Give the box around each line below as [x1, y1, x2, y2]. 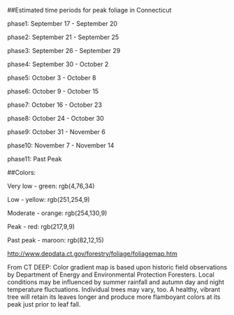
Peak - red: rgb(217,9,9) [7, 223, 75, 230]
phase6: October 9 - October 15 [7, 87, 99, 95]
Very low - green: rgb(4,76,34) [7, 182, 95, 190]
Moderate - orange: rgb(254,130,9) [7, 209, 108, 217]
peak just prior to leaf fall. [7, 300, 81, 308]
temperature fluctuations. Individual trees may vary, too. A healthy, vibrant [7, 286, 221, 293]
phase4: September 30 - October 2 [7, 60, 109, 68]
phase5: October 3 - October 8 [7, 73, 96, 82]
